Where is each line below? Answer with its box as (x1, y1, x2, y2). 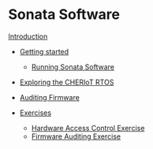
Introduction (8, 32, 48, 41)
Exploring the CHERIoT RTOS (19, 77, 114, 87)
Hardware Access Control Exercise (31, 123, 145, 132)
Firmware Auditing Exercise (31, 132, 121, 141)
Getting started (19, 47, 69, 56)
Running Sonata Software (31, 61, 114, 72)
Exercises (19, 108, 52, 117)
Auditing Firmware (19, 92, 80, 102)
